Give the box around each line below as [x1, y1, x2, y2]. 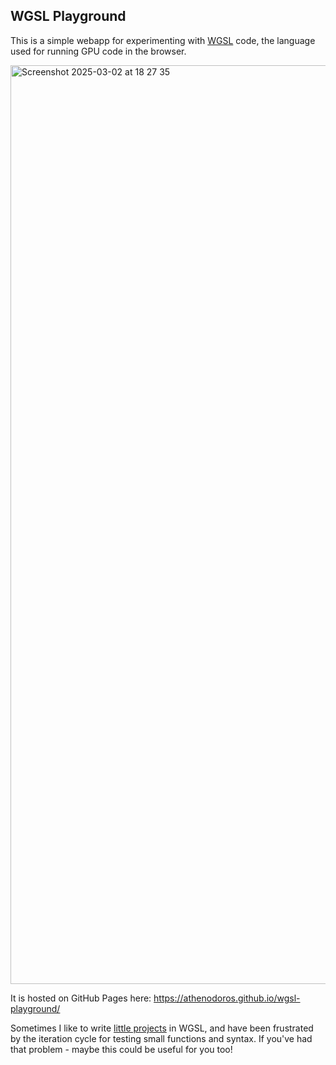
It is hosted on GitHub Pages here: [10, 992, 152, 1004]
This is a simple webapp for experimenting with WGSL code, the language [10, 34, 316, 46]
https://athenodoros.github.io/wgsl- [153, 992, 301, 1004]
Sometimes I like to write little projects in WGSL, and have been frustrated [10, 1022, 314, 1034]
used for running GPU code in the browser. [10, 45, 187, 57]
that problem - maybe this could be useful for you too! [10, 1043, 233, 1055]
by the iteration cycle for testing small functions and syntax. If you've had [10, 1032, 313, 1044]
